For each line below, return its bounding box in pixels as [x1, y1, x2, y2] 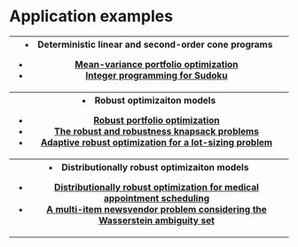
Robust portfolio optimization [92, 113, 220, 126]
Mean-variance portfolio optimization [74, 58, 239, 70]
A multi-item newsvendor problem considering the [45, 203, 268, 215]
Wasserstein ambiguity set [98, 214, 216, 227]
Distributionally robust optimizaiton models [61, 161, 249, 174]
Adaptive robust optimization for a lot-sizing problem [40, 135, 273, 148]
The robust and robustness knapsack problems [54, 125, 260, 137]
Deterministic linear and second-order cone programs [37, 38, 273, 50]
